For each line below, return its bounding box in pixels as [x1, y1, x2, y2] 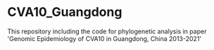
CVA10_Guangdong [7, 4, 122, 20]
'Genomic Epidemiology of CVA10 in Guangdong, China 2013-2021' [7, 34, 202, 42]
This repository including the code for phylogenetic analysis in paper [7, 27, 207, 35]
